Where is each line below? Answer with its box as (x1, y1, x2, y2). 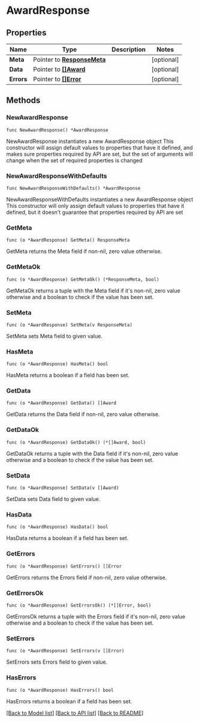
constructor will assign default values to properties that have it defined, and (6, 144, 193, 151)
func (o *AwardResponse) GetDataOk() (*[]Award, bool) (6, 439, 146, 445)
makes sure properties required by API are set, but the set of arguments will (6, 150, 193, 157)
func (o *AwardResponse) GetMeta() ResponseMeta (6, 237, 130, 243)
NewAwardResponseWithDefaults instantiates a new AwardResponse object (6, 196, 194, 203)
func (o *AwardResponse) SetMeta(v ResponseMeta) (6, 322, 133, 328)
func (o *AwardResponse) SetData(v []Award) (6, 485, 119, 491)
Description (111, 46, 146, 53)
